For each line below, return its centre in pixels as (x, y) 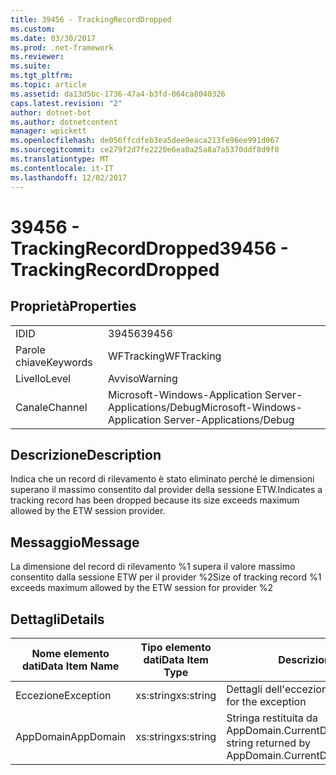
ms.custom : (33, 29)
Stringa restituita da (272, 718)
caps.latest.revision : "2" (66, 103)
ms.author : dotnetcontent (64, 122)
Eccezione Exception (63, 695)
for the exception (266, 701)
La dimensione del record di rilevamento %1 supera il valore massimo (153, 567)
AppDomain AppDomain (71, 736)
